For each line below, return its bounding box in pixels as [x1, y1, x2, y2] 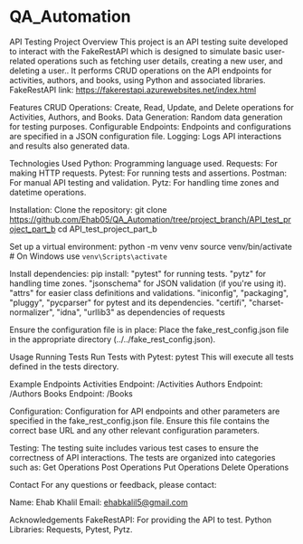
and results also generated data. [9, 140, 130, 151]
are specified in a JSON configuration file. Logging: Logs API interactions [9, 130, 282, 141]
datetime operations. [9, 186, 87, 197]
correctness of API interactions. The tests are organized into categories [9, 452, 276, 463]
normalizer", [9, 306, 55, 318]
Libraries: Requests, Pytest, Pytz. [9, 523, 133, 535]
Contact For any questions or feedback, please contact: [9, 479, 217, 490]
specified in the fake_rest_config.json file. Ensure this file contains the [9, 415, 270, 426]
